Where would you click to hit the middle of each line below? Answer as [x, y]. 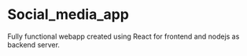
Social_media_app [68, 15]
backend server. [34, 44]
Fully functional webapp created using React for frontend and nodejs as [124, 36]
